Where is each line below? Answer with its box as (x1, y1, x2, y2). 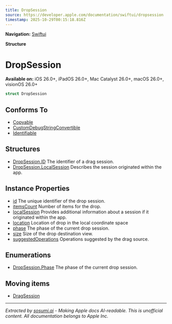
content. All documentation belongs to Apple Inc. (5, 313, 109, 319)
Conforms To (5, 106, 48, 114)
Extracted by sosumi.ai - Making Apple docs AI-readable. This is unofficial (5, 308, 163, 314)
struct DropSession (5, 91, 47, 96)
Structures (5, 145, 40, 154)
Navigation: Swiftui (5, 31, 47, 37)
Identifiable (12, 130, 37, 136)
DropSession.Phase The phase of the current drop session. (12, 265, 138, 271)
